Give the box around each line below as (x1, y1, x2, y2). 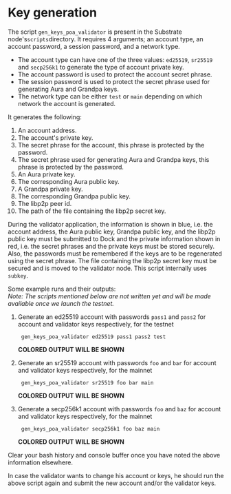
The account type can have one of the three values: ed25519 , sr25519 (17, 55, 213, 63)
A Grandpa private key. (17, 185, 83, 193)
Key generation (8, 5, 97, 21)
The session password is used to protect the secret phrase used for (17, 77, 210, 85)
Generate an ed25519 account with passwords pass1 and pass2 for (17, 312, 206, 321)
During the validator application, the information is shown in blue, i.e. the (8, 220, 213, 228)
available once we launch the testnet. (8, 299, 114, 307)
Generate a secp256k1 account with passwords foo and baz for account (17, 404, 221, 413)
